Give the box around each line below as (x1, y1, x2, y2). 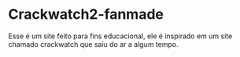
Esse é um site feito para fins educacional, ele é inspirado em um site (8, 31, 233, 41)
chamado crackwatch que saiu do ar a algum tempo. (8, 39, 179, 48)
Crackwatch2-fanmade (8, 5, 164, 23)
